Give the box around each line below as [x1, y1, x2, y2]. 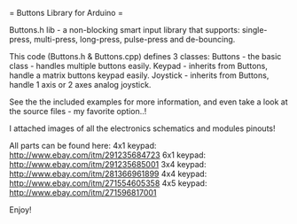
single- [241, 25, 268, 35]
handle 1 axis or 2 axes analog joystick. [9, 80, 152, 89]
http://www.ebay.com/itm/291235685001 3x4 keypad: [9, 159, 207, 169]
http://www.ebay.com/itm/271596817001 [9, 188, 157, 197]
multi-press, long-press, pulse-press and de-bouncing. [34, 35, 236, 44]
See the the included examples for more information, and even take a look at [9, 97, 288, 107]
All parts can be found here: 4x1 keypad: [9, 141, 157, 151]
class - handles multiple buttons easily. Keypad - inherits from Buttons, [9, 61, 268, 71]
